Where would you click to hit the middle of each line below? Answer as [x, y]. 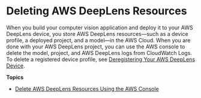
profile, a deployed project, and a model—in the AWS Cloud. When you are [98, 40]
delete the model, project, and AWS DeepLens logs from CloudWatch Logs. [99, 53]
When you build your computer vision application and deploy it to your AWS [100, 27]
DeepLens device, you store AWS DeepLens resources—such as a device [97, 33]
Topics [15, 77]
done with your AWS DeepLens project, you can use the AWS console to [96, 47]
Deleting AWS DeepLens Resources [97, 11]
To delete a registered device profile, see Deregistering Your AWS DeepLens [101, 59]
